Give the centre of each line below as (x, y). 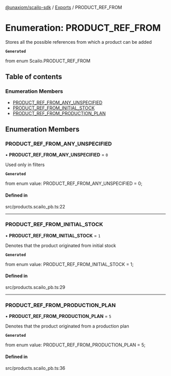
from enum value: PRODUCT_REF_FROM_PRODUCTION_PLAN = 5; (76, 345)
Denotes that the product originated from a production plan (67, 326)
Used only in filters (25, 165)
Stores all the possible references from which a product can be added (79, 42)
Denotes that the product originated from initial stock (61, 245)
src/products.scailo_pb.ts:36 (35, 368)
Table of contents (34, 77)
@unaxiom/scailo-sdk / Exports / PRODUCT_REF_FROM (64, 7)
